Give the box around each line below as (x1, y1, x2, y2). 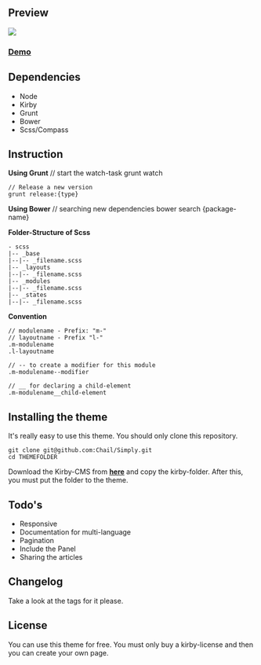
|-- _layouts (8, 263, 51, 272)
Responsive (19, 519, 57, 528)
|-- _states (8, 291, 47, 299)
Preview (8, 6, 49, 20)
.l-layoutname (8, 347, 55, 356)
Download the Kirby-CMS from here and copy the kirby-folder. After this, (8, 467, 244, 476)
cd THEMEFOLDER (8, 454, 58, 461)
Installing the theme (8, 410, 108, 424)
